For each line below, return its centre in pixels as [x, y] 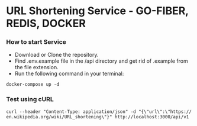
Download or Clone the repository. [56, 55]
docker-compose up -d [33, 85]
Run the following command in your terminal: [69, 74]
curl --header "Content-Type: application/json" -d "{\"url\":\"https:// [99, 112]
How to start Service [36, 42]
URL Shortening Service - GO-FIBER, [97, 11]
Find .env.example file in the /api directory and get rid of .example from [101, 61]
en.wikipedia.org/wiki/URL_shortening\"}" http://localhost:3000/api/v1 [98, 117]
